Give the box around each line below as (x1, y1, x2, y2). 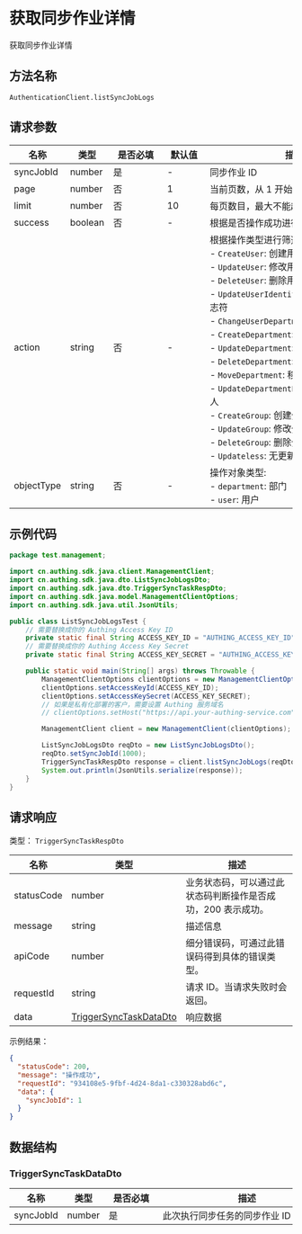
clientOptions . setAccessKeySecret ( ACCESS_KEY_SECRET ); (41, 692, 252, 701)
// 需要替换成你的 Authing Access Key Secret (25, 642, 190, 651)
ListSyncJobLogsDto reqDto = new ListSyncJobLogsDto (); (41, 741, 255, 750)
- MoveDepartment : (209, 368, 286, 380)
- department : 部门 (209, 479, 288, 492)
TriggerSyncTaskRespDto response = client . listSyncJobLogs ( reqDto (41, 757, 296, 766)
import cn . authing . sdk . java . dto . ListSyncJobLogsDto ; (9, 576, 211, 585)
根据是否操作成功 (209, 217, 282, 229)
